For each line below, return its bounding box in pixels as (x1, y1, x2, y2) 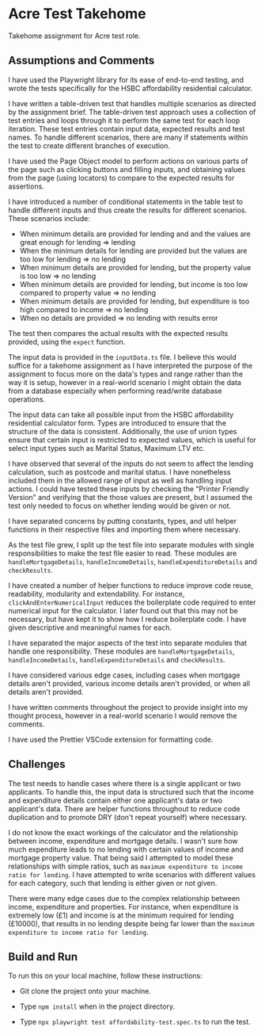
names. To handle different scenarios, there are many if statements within (8, 132, 248, 142)
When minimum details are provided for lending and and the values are (19, 229, 251, 238)
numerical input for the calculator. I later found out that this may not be (8, 605, 239, 615)
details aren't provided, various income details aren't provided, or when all (8, 678, 251, 688)
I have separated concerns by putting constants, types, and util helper (8, 516, 237, 525)
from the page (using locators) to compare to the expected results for (8, 173, 235, 182)
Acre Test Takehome (8, 5, 146, 23)
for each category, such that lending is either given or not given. (8, 878, 218, 887)
